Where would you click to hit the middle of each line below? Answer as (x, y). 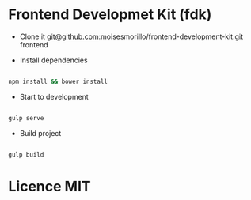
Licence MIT (49, 186)
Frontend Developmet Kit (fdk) (110, 15)
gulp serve (26, 118)
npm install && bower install (58, 81)
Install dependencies (54, 60)
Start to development (54, 96)
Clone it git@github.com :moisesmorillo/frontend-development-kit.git (131, 36)
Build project (40, 133)
